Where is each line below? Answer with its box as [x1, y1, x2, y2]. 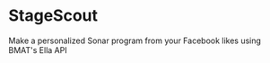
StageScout [8, 5, 99, 26]
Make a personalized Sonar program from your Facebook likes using [8, 35, 262, 46]
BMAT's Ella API [8, 44, 68, 55]
